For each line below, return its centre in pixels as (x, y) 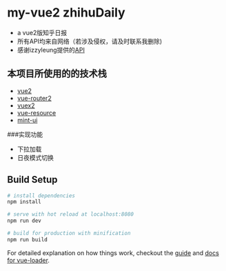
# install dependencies (41, 195)
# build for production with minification (69, 233)
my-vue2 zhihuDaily (66, 13)
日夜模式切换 (35, 157)
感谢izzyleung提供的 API (51, 50)
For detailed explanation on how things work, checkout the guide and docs (113, 252)
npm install (24, 202)
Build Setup (32, 180)
